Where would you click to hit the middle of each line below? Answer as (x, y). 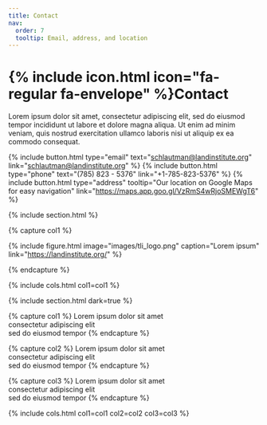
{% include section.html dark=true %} (71, 301)
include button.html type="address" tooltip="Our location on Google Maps (130, 183)
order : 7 (30, 30)
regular (33, 94)
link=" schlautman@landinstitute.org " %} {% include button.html (113, 166)
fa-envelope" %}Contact (144, 94)
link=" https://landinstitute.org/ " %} (65, 254)
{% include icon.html (79, 77)
